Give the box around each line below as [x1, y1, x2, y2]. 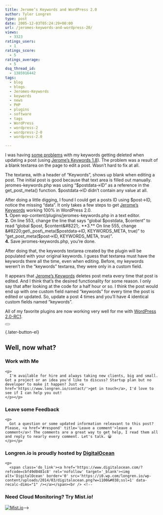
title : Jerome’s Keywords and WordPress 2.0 [5, 7, 97, 12]
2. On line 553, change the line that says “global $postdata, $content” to [5, 218, 150, 224]
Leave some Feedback [5, 406, 60, 413]
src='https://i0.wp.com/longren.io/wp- [70, 473, 152, 479]
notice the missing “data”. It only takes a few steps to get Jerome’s [5, 202, 139, 208]
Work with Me [5, 358, 39, 365]
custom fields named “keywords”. [5, 299, 73, 305]
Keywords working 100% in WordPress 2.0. [5, 207, 92, 213]
